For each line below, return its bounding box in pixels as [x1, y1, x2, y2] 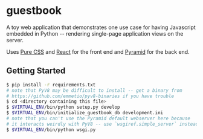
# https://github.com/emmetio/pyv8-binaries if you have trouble [6, 93, 174, 99]
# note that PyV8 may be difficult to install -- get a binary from [6, 87, 182, 94]
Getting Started [6, 66, 66, 76]
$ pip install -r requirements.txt [6, 82, 96, 88]
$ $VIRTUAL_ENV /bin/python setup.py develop [6, 104, 120, 111]
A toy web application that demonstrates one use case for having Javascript [6, 24, 196, 31]
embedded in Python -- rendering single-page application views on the [6, 30, 184, 37]
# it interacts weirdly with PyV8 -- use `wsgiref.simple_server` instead [6, 121, 199, 127]
